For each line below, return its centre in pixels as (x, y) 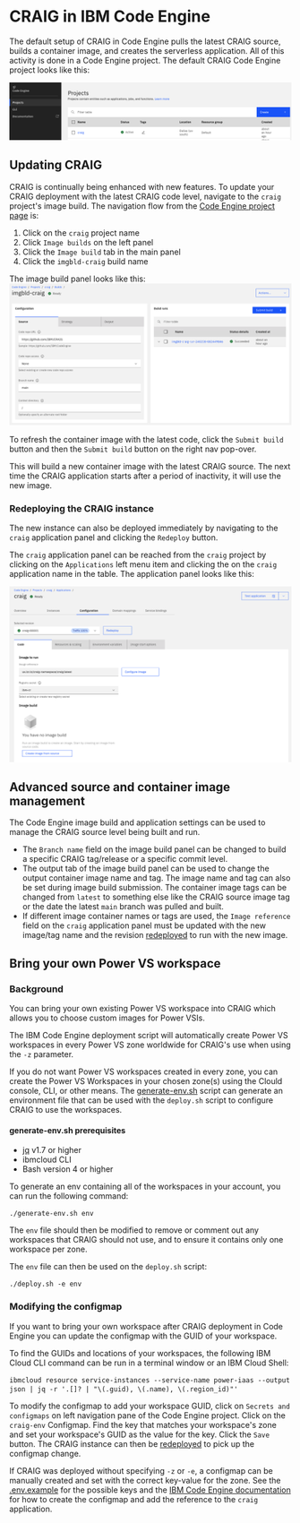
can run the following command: (69, 1196)
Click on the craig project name (81, 232)
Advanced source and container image (120, 787)
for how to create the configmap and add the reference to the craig (133, 1499)
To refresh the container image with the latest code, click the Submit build (146, 439)
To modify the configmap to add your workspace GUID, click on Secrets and (150, 1406)
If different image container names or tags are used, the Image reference (156, 916)
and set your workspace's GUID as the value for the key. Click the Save (140, 1434)
